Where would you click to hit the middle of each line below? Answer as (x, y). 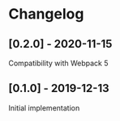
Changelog (46, 14)
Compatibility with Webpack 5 (58, 63)
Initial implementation (44, 108)
